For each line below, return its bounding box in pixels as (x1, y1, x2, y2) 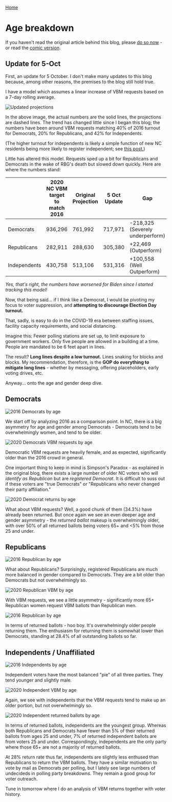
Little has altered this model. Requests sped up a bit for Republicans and (5, 155, 158, 162)
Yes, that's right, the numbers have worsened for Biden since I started (5, 281, 154, 287)
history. (5, 791, 21, 797)
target (49, 191, 65, 198)
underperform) (130, 232, 165, 239)
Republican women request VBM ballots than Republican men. (5, 603, 137, 609)
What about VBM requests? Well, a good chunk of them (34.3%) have (5, 506, 152, 512)
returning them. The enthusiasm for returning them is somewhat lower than (5, 628, 164, 634)
